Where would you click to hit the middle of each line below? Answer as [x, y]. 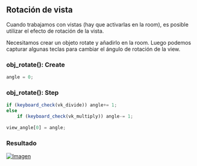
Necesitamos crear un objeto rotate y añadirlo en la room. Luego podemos [99, 42]
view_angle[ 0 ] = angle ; [36, 127]
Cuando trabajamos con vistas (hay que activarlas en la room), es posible [97, 24]
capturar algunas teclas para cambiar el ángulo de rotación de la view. [93, 49]
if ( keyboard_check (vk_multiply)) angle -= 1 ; [75, 117]
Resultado [22, 143]
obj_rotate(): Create [36, 65]
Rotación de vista [40, 10]
